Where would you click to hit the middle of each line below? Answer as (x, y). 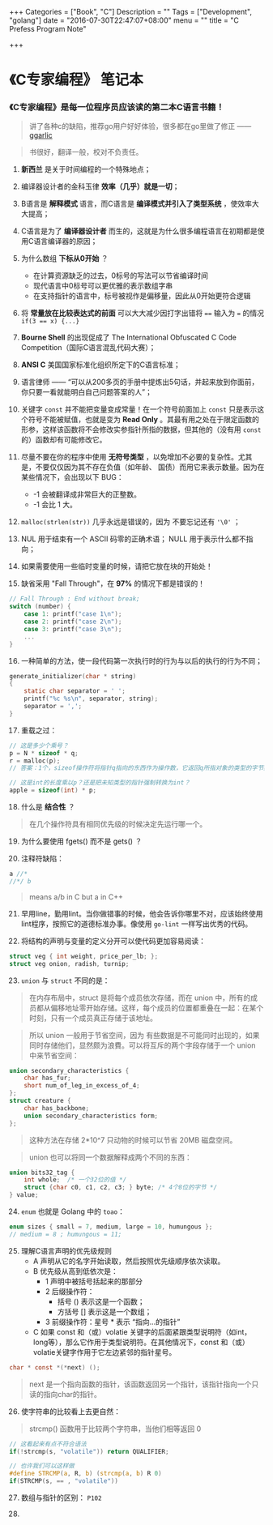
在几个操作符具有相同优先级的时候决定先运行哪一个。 (118, 824)
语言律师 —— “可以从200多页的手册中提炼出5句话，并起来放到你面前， (140, 382)
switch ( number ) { (40, 607)
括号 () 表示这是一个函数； (101, 1301)
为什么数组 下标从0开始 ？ (64, 258)
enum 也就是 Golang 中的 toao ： (73, 1211)
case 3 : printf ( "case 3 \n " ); (73, 629)
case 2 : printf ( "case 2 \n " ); (73, 622)
